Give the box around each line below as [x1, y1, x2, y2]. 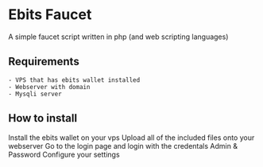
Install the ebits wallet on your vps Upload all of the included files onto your [8, 133, 255, 142]
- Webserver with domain [8, 83, 91, 91]
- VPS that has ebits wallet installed [8, 76, 141, 84]
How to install [8, 111, 78, 125]
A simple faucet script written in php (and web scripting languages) [8, 32, 229, 41]
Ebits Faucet [8, 6, 92, 24]
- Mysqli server [8, 90, 62, 98]
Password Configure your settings [8, 150, 121, 159]
